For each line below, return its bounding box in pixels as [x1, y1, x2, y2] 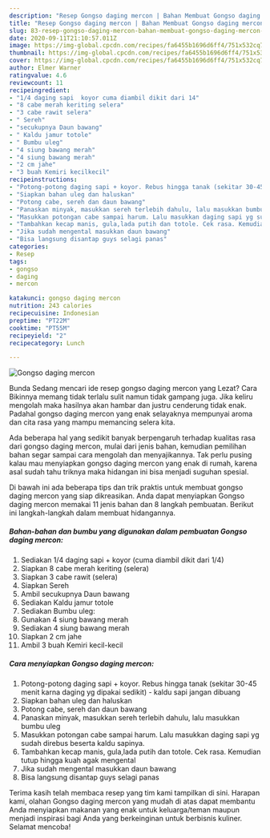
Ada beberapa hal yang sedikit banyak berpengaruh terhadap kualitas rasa [9, 433, 256, 443]
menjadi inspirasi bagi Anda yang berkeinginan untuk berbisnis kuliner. [9, 814, 243, 824]
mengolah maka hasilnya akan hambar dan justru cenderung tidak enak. [9, 401, 247, 410]
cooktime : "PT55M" [9, 324, 71, 332]
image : [9, 42, 31, 50]
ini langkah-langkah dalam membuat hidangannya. [9, 508, 175, 518]
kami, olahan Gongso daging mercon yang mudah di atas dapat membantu [9, 796, 256, 806]
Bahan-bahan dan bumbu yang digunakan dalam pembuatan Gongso [9, 526, 248, 536]
